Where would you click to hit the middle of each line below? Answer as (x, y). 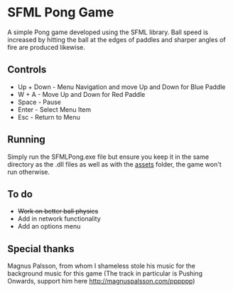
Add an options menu (49, 226)
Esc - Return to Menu (49, 117)
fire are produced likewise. (46, 47)
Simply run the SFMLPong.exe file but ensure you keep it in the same (108, 157)
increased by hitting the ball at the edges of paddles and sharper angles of (116, 39)
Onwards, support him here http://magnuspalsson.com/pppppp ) (101, 281)
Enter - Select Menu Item (54, 109)
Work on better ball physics (58, 212)
